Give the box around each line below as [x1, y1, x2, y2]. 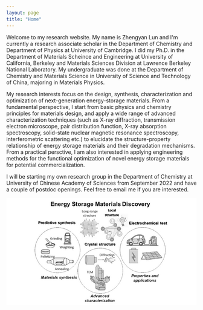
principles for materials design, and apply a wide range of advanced [6, 110, 176, 117]
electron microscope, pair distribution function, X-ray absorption [6, 122, 167, 130]
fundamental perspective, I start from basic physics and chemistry [6, 103, 172, 110]
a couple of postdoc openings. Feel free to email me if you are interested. [6, 185, 189, 193]
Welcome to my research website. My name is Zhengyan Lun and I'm [6, 33, 178, 41]
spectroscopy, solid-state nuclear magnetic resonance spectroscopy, [6, 129, 179, 136]
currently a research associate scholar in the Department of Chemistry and [6, 40, 193, 47]
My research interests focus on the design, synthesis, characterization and [6, 90, 193, 97]
